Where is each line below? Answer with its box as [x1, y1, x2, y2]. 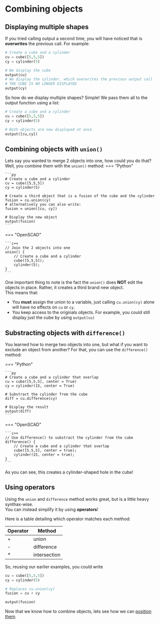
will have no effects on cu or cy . [12, 304, 75, 310]
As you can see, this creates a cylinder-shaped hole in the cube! [5, 469, 133, 475]
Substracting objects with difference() [5, 328, 126, 337]
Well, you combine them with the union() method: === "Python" [5, 163, 133, 169]
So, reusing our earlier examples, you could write [5, 564, 103, 570]
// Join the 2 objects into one [5, 246, 70, 250]
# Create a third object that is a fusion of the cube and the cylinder [5, 194, 155, 198]
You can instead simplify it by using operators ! [5, 506, 98, 512]
